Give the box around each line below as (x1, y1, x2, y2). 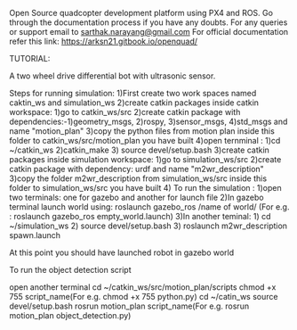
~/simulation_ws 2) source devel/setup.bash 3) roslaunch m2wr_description (9, 220, 287, 231)
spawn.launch (9, 230, 60, 240)
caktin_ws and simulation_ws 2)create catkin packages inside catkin (9, 97, 260, 108)
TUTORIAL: (9, 54, 51, 63)
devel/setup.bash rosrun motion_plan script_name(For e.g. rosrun (9, 301, 250, 311)
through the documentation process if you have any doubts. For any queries (9, 17, 288, 28)
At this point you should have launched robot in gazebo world (9, 247, 235, 258)
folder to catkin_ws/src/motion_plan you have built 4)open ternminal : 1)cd (9, 136, 281, 145)
